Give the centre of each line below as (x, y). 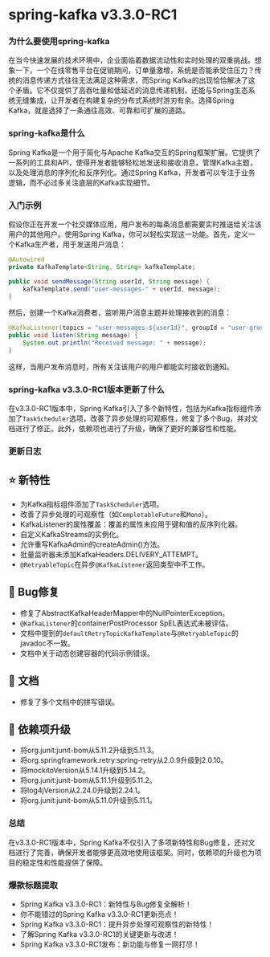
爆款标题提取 (33, 885)
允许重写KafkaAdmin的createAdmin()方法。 (92, 544)
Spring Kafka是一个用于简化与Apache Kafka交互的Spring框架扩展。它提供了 (134, 152)
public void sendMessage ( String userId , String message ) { (109, 281)
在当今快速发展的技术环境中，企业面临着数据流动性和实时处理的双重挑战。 (131, 60)
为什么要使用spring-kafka (59, 42)
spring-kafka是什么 (47, 133)
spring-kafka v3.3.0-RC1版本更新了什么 (86, 389)
